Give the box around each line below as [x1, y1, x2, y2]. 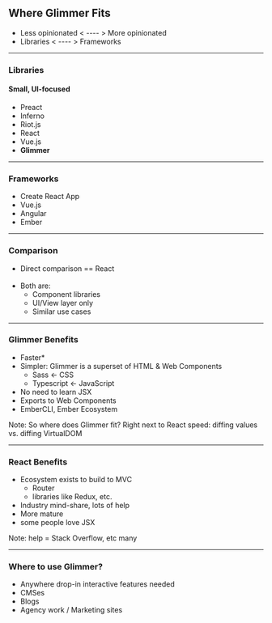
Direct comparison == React [19, 263, 115, 273]
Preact [19, 102, 43, 112]
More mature [19, 509, 64, 519]
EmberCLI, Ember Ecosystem [19, 404, 118, 413]
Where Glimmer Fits [8, 6, 111, 20]
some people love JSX [19, 518, 96, 528]
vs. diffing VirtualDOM [8, 428, 83, 438]
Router [32, 483, 55, 493]
